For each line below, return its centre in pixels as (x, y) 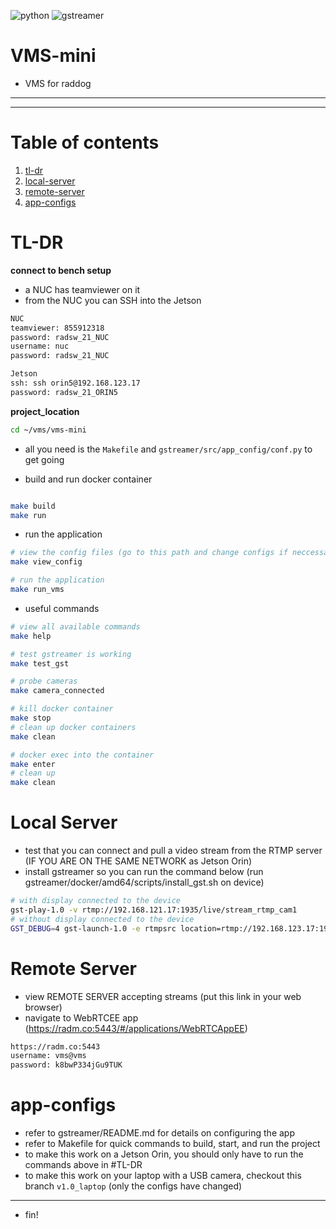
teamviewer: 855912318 (57, 328)
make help (31, 636)
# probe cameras (44, 681)
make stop (31, 718)
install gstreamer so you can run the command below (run (144, 872)
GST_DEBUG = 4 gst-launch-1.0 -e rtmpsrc (93, 928)
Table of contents (85, 142)
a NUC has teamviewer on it (82, 289)
